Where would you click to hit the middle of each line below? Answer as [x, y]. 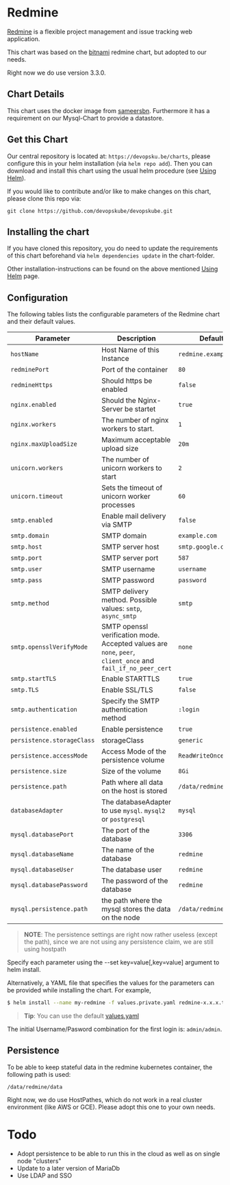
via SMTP [117, 525]
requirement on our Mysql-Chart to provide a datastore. [86, 118]
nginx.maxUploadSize [44, 444]
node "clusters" [39, 1161]
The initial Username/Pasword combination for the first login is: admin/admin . [115, 1030]
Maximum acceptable [136, 440]
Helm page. [23, 276]
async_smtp [119, 616]
